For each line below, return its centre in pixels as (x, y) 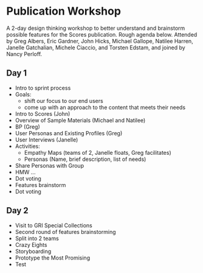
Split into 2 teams (37, 238)
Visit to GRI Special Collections (53, 225)
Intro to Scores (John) (43, 113)
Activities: (28, 146)
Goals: (23, 94)
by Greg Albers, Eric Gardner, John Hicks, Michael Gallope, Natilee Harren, (100, 41)
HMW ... (25, 172)
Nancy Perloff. (24, 54)
